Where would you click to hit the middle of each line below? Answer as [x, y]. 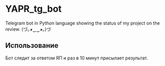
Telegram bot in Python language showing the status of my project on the [82, 23]
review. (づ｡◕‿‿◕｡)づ [28, 29]
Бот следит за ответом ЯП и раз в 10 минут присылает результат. [77, 58]
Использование [32, 46]
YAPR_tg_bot [34, 9]
